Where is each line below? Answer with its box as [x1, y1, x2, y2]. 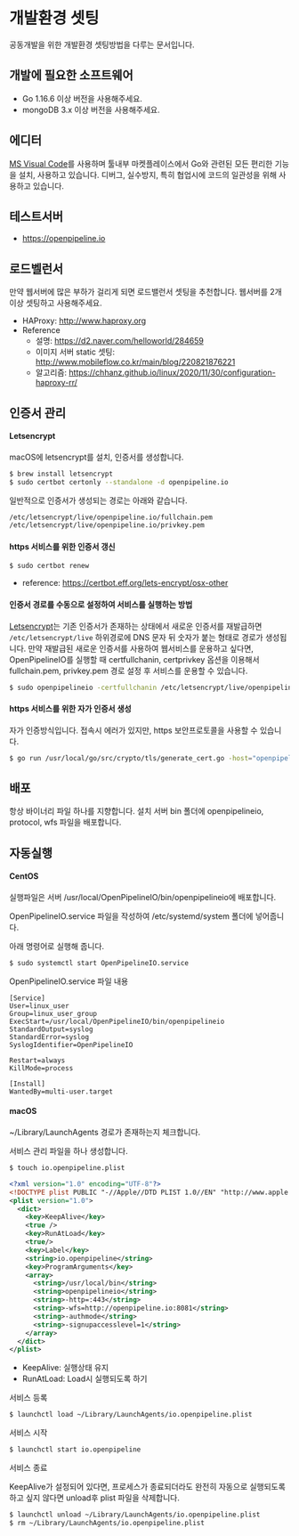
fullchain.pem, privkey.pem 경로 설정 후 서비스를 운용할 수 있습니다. [9, 665, 248, 676]
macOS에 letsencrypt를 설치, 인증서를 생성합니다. [9, 451, 184, 462]
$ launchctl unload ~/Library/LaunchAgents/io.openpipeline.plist [9, 1510, 261, 1519]
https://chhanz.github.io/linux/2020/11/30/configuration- [69, 367, 276, 378]
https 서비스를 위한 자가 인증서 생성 [9, 703, 132, 714]
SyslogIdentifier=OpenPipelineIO [9, 1040, 133, 1049]
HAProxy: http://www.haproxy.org [21, 315, 147, 326]
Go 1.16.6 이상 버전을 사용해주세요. [21, 93, 142, 103]
